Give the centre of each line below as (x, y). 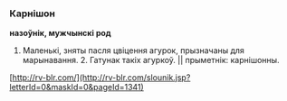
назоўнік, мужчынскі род (60, 33)
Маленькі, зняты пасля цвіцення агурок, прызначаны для (133, 50)
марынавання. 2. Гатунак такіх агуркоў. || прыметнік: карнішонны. (151, 60)
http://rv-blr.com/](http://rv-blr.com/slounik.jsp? (101, 78)
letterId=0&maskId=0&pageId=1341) (77, 87)
